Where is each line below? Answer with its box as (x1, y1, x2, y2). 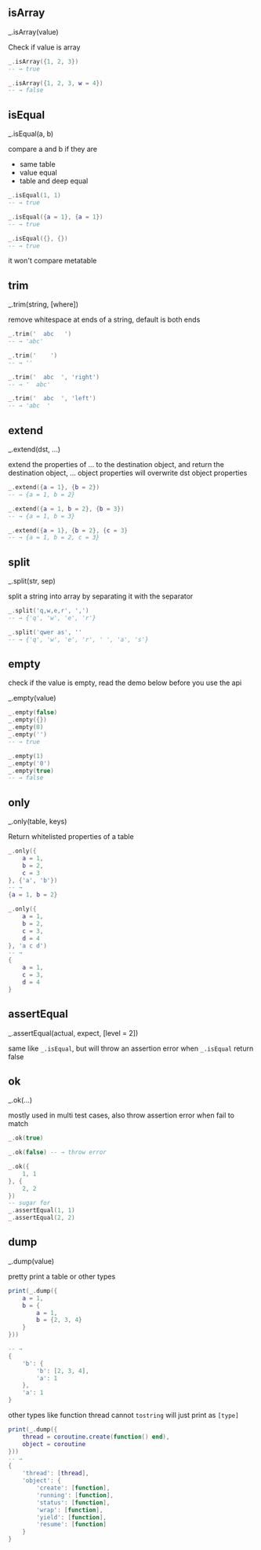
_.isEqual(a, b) (8, 129, 54, 138)
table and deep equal (19, 176, 89, 186)
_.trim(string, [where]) (8, 300, 79, 309)
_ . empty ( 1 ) (8, 752, 44, 760)
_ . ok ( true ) (8, 1134, 44, 1143)
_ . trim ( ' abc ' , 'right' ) (8, 373, 100, 381)
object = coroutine (22, 1440, 86, 1448)
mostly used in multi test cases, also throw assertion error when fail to (8, 1110, 235, 1120)
